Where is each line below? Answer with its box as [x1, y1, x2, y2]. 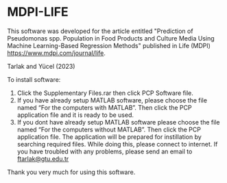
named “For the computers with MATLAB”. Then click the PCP [16, 103, 192, 111]
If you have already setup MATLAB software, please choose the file [16, 96, 208, 104]
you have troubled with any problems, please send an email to [16, 147, 193, 155]
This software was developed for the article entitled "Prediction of [7, 27, 193, 35]
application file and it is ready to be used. [16, 111, 134, 119]
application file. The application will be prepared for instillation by [16, 132, 202, 141]
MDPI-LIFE [7, 4, 69, 20]
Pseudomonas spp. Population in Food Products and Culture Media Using [7, 34, 215, 42]
